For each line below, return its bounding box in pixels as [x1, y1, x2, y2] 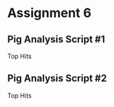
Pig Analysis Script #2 [7, 72, 108, 84]
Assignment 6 [7, 5, 92, 21]
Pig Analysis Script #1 [7, 33, 106, 45]
